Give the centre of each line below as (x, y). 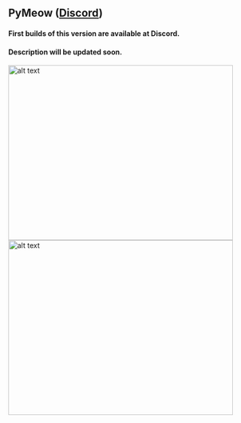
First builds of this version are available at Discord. (94, 33)
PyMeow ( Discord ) (56, 13)
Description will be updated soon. (65, 52)
